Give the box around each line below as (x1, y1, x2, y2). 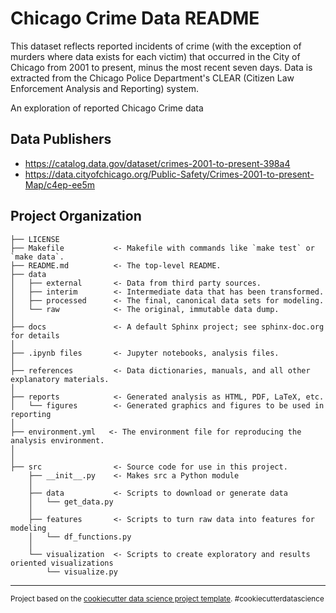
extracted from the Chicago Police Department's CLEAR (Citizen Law (10, 72, 295, 84)
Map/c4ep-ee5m (24, 178, 96, 191)
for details (10, 330, 60, 341)
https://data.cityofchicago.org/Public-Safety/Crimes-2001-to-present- (24, 168, 315, 180)
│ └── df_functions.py (28, 532, 132, 542)
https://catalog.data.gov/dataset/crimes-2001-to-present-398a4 (24, 157, 291, 169)
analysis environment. (10, 435, 105, 446)
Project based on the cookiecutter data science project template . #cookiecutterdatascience (10, 593, 325, 604)
